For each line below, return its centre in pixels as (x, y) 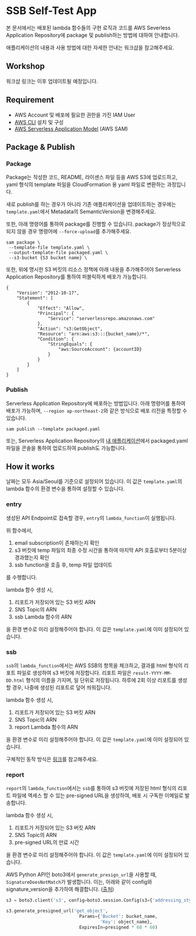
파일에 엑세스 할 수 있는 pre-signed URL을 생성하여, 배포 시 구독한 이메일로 (98, 795)
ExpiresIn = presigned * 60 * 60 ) (118, 927)
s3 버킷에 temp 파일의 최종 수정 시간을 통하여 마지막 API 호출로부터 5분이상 (101, 550)
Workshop (25, 66)
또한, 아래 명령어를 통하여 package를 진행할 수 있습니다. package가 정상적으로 (96, 224)
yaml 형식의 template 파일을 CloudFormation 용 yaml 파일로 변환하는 (86, 185)
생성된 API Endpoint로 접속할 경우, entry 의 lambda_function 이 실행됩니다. (91, 518)
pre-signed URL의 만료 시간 (47, 842)
